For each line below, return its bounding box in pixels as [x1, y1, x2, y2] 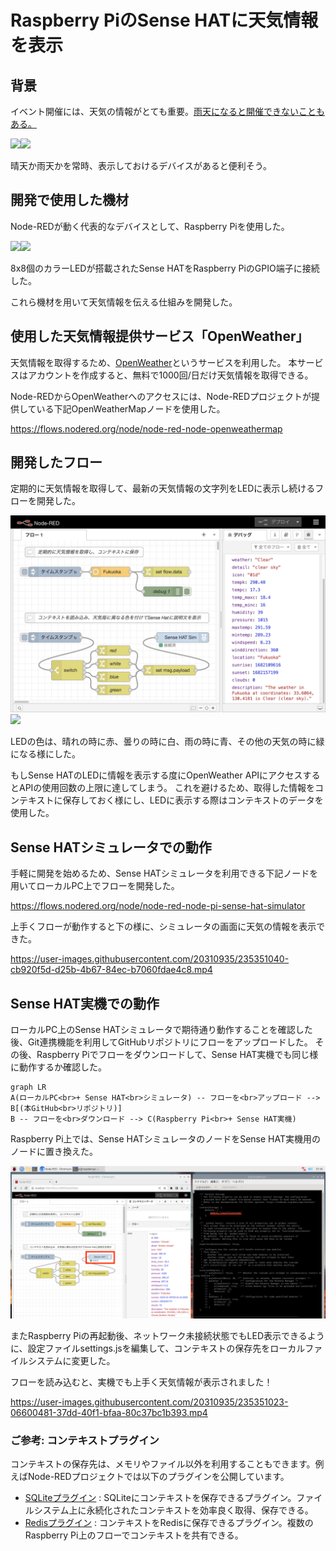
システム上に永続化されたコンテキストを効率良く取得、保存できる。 [33, 1504, 314, 1516]
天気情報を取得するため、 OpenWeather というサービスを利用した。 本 [10, 356, 298, 368]
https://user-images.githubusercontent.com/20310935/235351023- [10, 1396, 289, 1408]
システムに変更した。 [27, 1355, 116, 1367]
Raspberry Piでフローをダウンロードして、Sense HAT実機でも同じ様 [36, 1049, 319, 1061]
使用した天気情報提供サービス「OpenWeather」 [10, 328, 310, 345]
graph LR [10, 1082, 47, 1093]
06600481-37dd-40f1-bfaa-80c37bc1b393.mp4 [10, 1407, 208, 1419]
